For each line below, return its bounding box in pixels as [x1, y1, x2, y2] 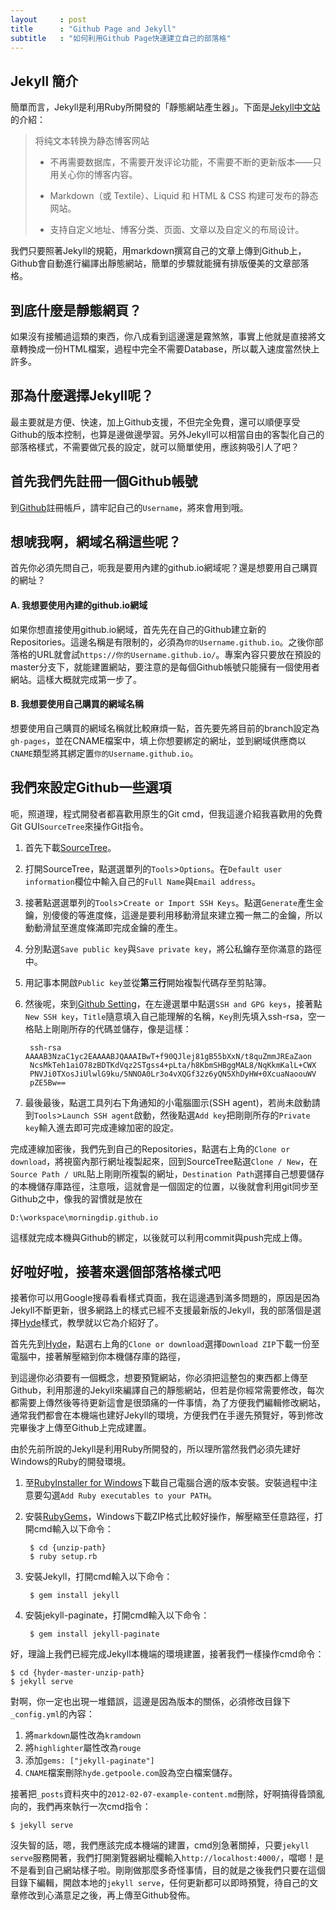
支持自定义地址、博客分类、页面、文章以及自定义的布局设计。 [49, 224, 305, 236]
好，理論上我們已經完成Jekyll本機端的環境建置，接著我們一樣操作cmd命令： [10, 1648, 325, 1660]
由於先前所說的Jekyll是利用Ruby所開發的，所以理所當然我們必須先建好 [10, 1443, 302, 1455]
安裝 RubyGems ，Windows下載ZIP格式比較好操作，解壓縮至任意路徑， [24, 1511, 315, 1523]
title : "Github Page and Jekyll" [10, 24, 177, 34]
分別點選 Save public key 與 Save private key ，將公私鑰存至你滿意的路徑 [24, 942, 322, 955]
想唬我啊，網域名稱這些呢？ [10, 534, 182, 551]
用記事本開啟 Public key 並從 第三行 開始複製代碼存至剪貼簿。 [24, 976, 272, 988]
